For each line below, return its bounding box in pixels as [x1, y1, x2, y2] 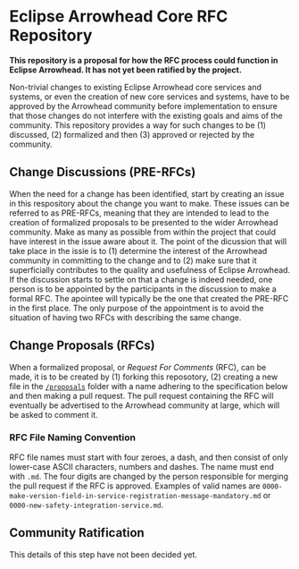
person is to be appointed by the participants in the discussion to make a [9, 284, 277, 294]
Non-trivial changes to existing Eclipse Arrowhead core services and [9, 81, 262, 92]
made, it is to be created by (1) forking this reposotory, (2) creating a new [9, 371, 278, 382]
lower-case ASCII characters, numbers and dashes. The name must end [9, 461, 275, 471]
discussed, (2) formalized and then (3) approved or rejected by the [9, 129, 255, 140]
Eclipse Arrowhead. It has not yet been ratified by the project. [9, 64, 243, 75]
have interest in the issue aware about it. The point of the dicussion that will [9, 235, 287, 247]
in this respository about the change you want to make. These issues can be [9, 198, 290, 208]
